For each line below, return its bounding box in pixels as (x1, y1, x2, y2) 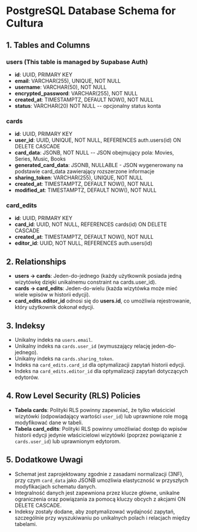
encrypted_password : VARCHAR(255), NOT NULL (14, 89, 138, 97)
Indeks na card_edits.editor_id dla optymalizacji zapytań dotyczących (14, 368, 188, 375)
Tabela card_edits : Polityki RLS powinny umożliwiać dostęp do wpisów (14, 425, 188, 432)
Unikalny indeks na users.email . (14, 337, 93, 344)
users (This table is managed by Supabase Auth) (6, 58, 148, 66)
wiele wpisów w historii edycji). (14, 291, 91, 298)
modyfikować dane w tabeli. (14, 419, 84, 426)
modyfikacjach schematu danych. (14, 483, 97, 490)
